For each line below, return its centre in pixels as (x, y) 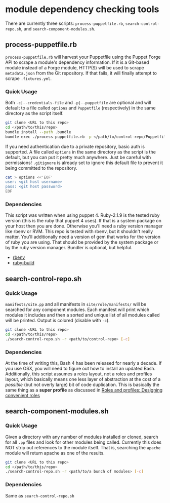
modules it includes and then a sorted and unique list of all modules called (82, 315)
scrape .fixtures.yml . (29, 78)
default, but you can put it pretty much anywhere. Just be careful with (78, 157)
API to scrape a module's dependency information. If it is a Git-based (77, 62)
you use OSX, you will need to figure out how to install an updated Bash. (80, 368)
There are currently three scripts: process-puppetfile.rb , (65, 23)
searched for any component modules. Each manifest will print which (77, 309)
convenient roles (23, 395)
